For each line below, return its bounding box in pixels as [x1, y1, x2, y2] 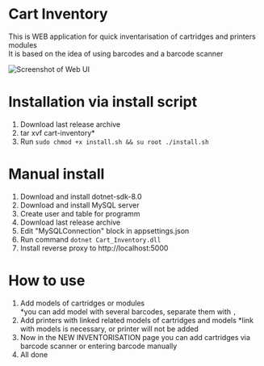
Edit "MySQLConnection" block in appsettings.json [19, 225, 190, 235]
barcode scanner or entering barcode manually [19, 341, 178, 351]
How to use [8, 271, 86, 289]
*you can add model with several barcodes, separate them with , [19, 306, 237, 316]
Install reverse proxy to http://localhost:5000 [19, 243, 169, 253]
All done [19, 349, 48, 360]
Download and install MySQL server [19, 200, 140, 210]
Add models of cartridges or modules [19, 298, 145, 308]
